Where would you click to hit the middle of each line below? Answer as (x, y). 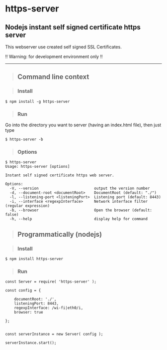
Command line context (53, 77)
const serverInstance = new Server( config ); (54, 334)
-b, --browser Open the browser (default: (81, 210)
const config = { (23, 291)
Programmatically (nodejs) (60, 234)
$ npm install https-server (34, 259)
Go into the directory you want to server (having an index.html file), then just (83, 125)
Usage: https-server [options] (38, 167)
